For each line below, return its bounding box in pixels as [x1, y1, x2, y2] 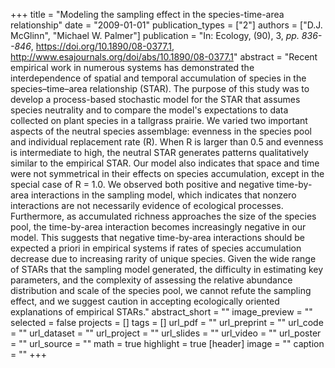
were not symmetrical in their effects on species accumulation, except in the [10, 168, 325, 179]
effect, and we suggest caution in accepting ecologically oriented [10, 295, 280, 307]
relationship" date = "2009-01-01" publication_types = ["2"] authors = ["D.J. [10, 19, 323, 31]
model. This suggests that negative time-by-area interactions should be [10, 232, 305, 243]
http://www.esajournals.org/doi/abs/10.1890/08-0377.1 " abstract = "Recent [10, 51, 318, 63]
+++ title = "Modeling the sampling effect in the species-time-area [10, 9, 285, 20]
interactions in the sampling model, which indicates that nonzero [30, 189, 297, 201]
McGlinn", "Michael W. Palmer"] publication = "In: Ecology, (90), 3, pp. [10, 30, 300, 41]
